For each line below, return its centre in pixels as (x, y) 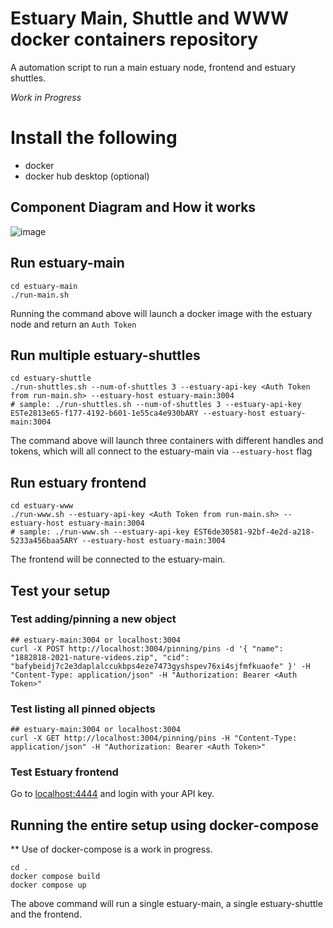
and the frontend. (46, 914)
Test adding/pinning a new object (93, 619)
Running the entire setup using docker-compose (164, 825)
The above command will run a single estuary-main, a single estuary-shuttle (166, 904)
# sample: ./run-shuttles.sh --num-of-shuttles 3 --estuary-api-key (156, 405)
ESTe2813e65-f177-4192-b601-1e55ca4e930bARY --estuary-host (138, 413)
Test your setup (60, 590)
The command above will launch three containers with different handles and (167, 441)
